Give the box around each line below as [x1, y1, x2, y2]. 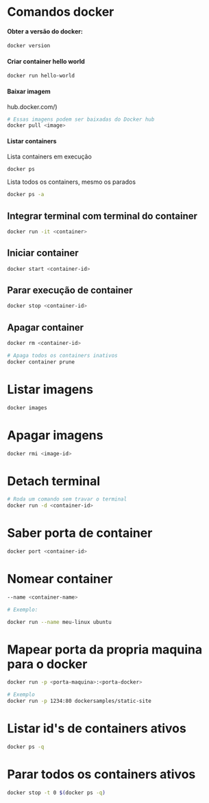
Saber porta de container [7, 525, 153, 541]
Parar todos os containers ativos [7, 767, 196, 782]
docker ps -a [7, 191, 45, 198]
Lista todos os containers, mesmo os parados [7, 178, 136, 186]
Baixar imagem [7, 87, 51, 95]
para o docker [7, 656, 88, 672]
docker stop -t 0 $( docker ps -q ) [7, 789, 106, 796]
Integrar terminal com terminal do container [7, 210, 197, 221]
